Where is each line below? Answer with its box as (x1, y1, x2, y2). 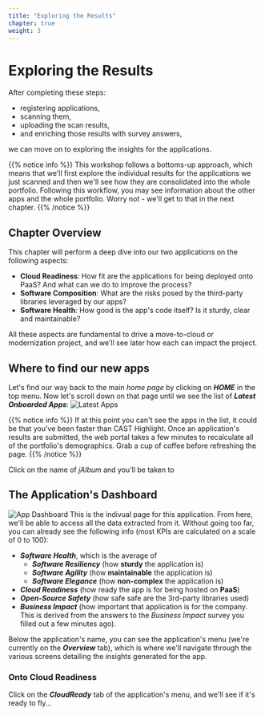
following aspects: (8, 256, 69, 266)
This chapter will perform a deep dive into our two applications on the (8, 247, 239, 257)
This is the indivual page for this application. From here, (69, 509, 254, 519)
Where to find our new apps (8, 361, 150, 375)
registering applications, (19, 104, 100, 113)
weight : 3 (8, 26, 42, 35)
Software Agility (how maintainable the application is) (31, 568, 214, 577)
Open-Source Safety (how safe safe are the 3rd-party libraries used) (19, 593, 250, 603)
